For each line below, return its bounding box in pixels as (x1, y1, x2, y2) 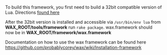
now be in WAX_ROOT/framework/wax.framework (5, 30, 112, 35)
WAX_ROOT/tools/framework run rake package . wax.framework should (5, 24, 153, 30)
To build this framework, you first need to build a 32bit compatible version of (5, 4, 162, 10)
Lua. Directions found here (5, 9, 60, 15)
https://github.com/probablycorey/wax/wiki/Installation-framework (5, 45, 142, 50)
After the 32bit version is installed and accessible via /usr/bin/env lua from (5, 19, 161, 25)
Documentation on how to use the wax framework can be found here (5, 39, 147, 45)
